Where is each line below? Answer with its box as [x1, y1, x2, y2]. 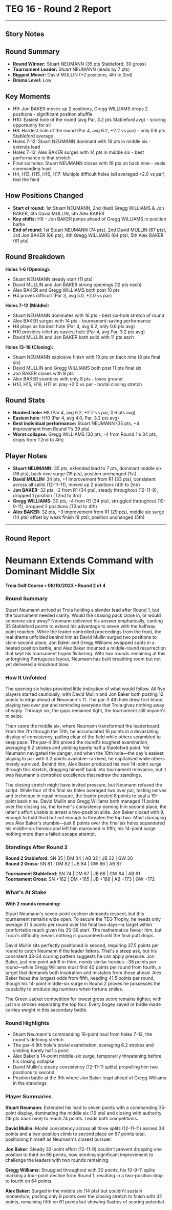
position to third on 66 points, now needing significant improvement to [5, 1152, 154, 1158]
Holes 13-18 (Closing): [5, 344, 54, 350]
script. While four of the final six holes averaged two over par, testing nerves [5, 788, 167, 794]
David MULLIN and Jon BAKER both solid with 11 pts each [12, 334, 134, 340]
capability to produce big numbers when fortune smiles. [5, 985, 124, 992]
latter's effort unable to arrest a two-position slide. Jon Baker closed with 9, [5, 809, 165, 815]
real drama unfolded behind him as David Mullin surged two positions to [5, 634, 157, 640]
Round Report [5, 534, 50, 542]
